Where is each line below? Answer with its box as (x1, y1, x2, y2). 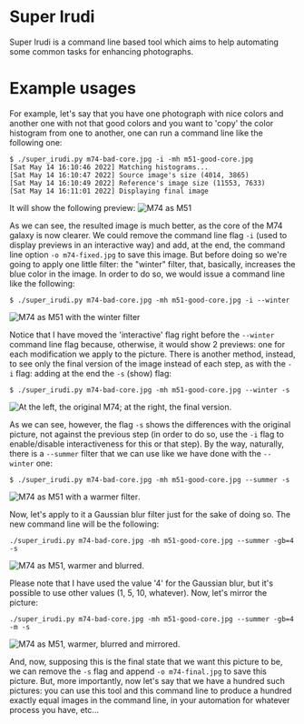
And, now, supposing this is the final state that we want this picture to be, (9, 656, 283, 667)
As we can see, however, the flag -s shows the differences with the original (9, 418, 291, 429)
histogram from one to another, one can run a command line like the (9, 127, 263, 138)
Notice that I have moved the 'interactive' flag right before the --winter (9, 329, 275, 340)
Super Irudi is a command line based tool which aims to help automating (9, 36, 279, 47)
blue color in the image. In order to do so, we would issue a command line (9, 268, 286, 279)
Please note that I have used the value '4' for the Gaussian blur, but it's (9, 578, 274, 588)
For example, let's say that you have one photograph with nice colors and (9, 107, 284, 119)
